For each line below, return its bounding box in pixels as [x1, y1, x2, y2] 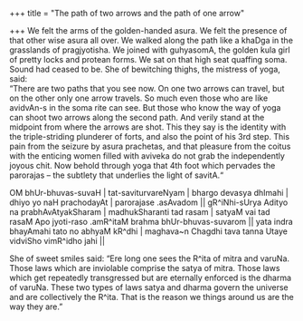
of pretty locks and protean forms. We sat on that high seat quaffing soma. [9, 54, 288, 64]
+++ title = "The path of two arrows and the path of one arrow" [9, 8, 245, 18]
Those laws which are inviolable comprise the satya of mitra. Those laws [9, 263, 280, 273]
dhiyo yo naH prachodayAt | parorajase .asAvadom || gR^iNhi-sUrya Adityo [9, 197, 289, 208]
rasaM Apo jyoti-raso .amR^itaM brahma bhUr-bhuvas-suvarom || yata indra [9, 217, 294, 227]
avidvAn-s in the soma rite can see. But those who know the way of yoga [9, 102, 281, 112]
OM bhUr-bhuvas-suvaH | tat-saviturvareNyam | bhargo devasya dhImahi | [9, 188, 289, 198]
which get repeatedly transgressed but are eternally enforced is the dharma [9, 272, 292, 283]
